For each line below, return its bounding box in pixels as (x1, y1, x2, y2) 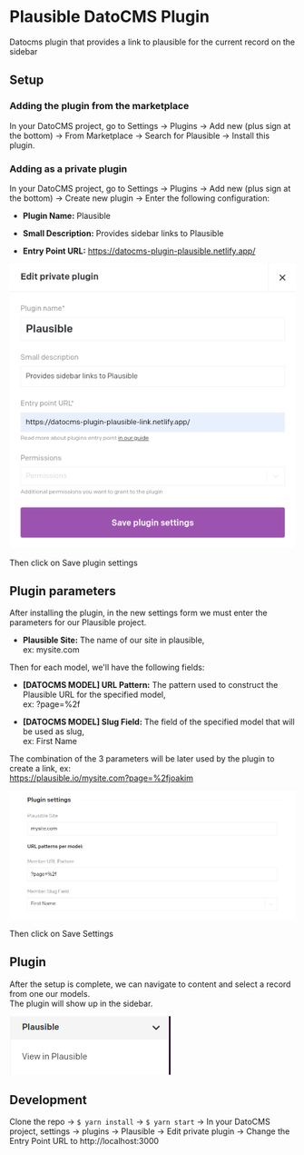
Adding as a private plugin (9, 162, 128, 174)
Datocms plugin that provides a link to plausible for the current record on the (9, 36, 296, 47)
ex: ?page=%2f (22, 699, 81, 710)
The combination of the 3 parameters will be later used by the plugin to (9, 753, 275, 764)
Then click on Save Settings (9, 928, 113, 939)
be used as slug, (22, 726, 84, 737)
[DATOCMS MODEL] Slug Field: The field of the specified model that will (22, 716, 295, 728)
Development (9, 1092, 88, 1108)
